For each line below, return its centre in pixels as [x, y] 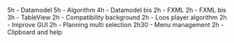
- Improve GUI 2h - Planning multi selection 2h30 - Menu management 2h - [116, 25]
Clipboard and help [35, 32]
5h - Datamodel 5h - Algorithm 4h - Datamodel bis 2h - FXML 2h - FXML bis [117, 10]
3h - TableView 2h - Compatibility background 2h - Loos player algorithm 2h [117, 17]
